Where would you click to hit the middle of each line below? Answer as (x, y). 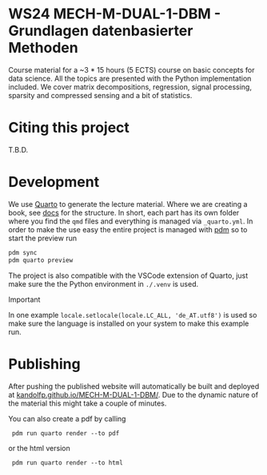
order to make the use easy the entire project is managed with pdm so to (128, 229)
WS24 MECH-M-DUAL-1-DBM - (115, 14)
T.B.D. (18, 149)
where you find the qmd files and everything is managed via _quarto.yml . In (131, 221)
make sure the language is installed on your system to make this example (129, 323)
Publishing (45, 364)
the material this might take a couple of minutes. (88, 403)
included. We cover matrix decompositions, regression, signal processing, (130, 87)
